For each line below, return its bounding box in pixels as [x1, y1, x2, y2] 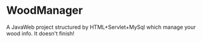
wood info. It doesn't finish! [6, 29, 75, 37]
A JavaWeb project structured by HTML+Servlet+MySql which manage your [6, 23, 196, 31]
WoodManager [6, 4, 83, 17]
